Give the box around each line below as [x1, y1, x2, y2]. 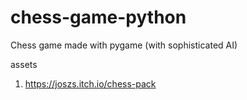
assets [10, 58, 38, 70]
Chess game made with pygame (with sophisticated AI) [10, 39, 238, 51]
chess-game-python [10, 6, 187, 29]
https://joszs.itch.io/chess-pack [24, 77, 157, 90]
